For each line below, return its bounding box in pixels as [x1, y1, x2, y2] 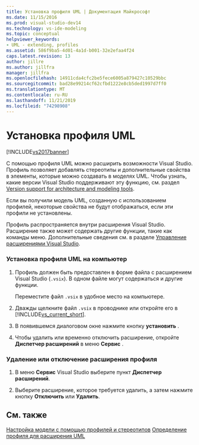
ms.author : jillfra [6, 64, 55, 70]
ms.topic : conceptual [6, 31, 60, 37]
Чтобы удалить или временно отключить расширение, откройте [14, 333, 179, 341]
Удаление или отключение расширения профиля [6, 355, 158, 363]
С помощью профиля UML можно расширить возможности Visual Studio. [6, 160, 193, 167]
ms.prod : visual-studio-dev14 [6, 20, 82, 26]
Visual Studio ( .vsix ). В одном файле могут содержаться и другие [14, 275, 183, 282]
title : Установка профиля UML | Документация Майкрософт [6, 8, 151, 15]
